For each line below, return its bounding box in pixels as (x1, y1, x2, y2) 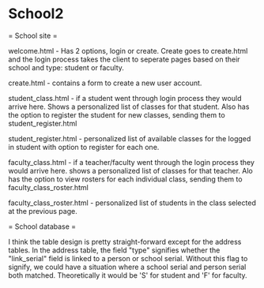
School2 (8, 5, 64, 23)
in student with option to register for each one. (8, 142, 160, 151)
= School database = (8, 222, 77, 231)
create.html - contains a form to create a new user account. (8, 78, 202, 88)
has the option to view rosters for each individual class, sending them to (8, 174, 243, 184)
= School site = (8, 31, 58, 40)
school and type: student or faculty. (8, 62, 125, 72)
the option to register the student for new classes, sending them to (8, 110, 225, 119)
